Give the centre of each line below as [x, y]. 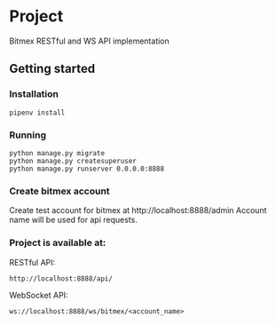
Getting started [52, 69]
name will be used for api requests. [73, 220]
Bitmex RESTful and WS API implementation [90, 41]
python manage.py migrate [57, 153]
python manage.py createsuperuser [73, 161]
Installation [34, 94]
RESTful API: [32, 262]
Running [28, 135]
